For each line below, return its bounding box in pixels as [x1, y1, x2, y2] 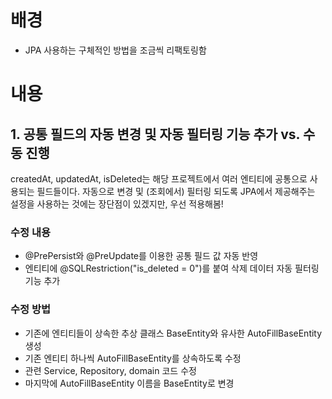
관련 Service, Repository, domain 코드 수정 [24, 364, 197, 376]
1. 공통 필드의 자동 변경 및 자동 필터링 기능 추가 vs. [10, 126, 300, 143]
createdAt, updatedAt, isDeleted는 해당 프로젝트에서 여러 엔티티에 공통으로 [10, 172, 308, 185]
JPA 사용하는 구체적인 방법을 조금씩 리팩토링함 [24, 44, 207, 56]
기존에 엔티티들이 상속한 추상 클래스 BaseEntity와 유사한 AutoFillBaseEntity [24, 327, 323, 339]
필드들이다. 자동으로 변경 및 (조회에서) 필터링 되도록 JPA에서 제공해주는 [36, 185, 316, 197]
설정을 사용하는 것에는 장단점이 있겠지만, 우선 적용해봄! [10, 197, 224, 210]
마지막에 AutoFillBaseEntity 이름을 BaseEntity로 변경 [24, 377, 235, 389]
